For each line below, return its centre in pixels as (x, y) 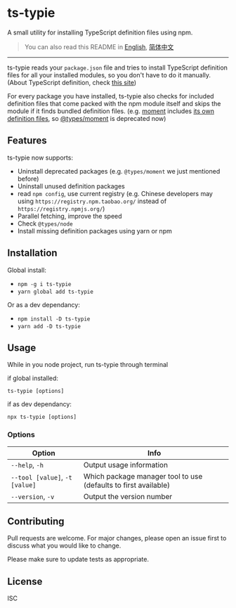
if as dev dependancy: (40, 404)
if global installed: (33, 378)
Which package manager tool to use (143, 476)
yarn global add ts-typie (55, 292)
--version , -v (33, 496)
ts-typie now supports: (40, 157)
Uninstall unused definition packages (71, 186)
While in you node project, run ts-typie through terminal (88, 365)
